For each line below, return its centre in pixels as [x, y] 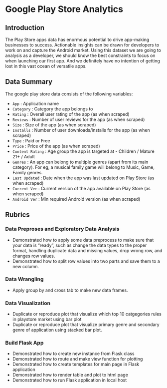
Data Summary [29, 82]
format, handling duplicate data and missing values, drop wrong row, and [87, 250]
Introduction [25, 28]
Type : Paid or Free [31, 140]
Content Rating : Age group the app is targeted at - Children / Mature [83, 151]
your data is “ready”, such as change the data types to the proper [80, 245]
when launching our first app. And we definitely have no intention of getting [83, 61]
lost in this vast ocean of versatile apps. [46, 66]
